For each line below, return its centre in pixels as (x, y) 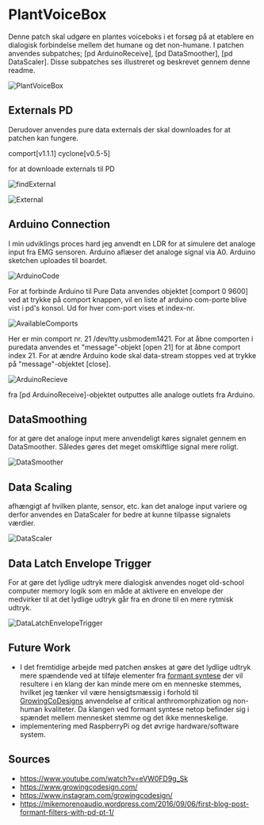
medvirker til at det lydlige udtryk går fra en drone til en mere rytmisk (121, 599)
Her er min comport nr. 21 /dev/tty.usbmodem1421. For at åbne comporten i (131, 338)
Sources (29, 760)
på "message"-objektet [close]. (59, 364)
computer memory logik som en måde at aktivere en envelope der (116, 591)
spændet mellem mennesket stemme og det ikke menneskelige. (124, 717)
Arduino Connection (59, 225)
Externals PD (41, 111)
